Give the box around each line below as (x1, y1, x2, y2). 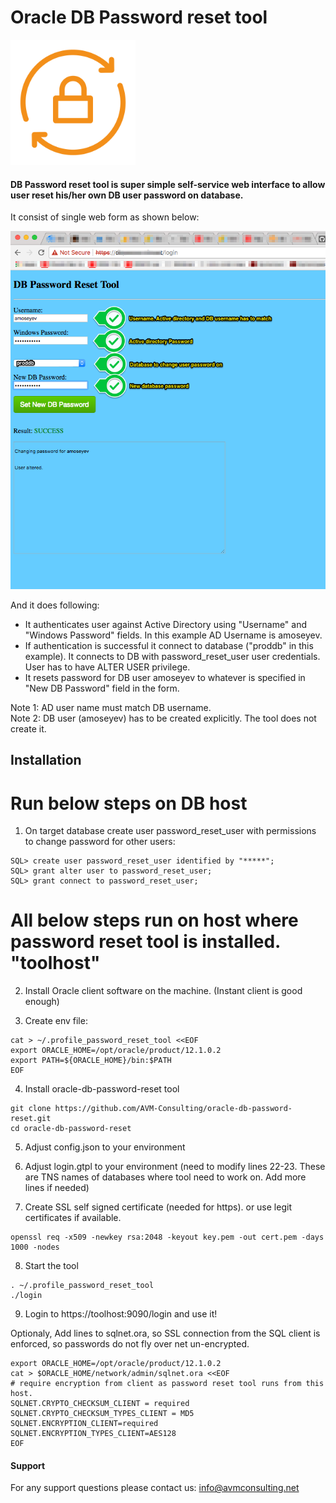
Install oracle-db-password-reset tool (24, 1083, 180, 1095)
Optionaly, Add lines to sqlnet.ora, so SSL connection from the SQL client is (10, 1327, 321, 1340)
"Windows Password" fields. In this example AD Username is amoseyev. (24, 629, 323, 641)
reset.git (10, 1114, 52, 1124)
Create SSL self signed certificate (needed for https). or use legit (24, 1201, 292, 1213)
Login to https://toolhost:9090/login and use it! (24, 1308, 218, 1320)
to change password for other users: (24, 836, 176, 848)
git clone (10, 1104, 52, 1114)
